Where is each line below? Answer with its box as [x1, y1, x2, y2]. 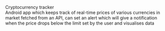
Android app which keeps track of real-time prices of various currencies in [5, 9, 160, 15]
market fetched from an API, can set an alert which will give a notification [5, 15, 157, 20]
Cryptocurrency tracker [5, 4, 54, 10]
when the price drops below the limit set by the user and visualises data [5, 20, 155, 26]
